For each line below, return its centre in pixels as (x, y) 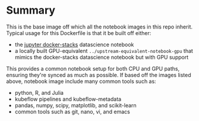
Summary (31, 10)
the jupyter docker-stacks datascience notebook (74, 44)
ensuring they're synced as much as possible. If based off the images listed (99, 75)
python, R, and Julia (39, 93)
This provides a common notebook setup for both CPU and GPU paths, (93, 68)
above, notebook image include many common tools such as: (81, 81)
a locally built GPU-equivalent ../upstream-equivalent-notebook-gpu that (104, 50)
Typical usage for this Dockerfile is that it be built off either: (79, 33)
